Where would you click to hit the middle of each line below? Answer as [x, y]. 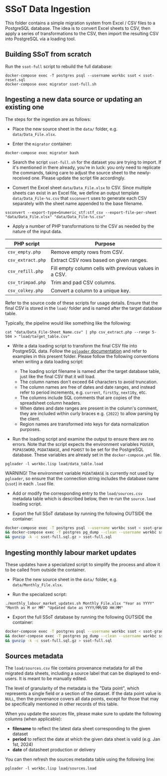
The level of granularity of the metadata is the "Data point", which [72, 688]
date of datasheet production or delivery [54, 750]
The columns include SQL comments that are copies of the [80, 397]
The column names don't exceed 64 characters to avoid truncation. [89, 382]
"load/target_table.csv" [44, 337]
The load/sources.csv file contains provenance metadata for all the [74, 668]
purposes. [30, 429]
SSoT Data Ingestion [48, 9]
